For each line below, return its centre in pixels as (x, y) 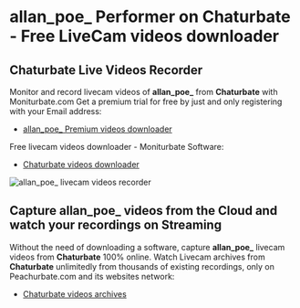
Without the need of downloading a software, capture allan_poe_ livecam (147, 247)
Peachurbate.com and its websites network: (92, 276)
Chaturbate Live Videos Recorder (106, 70)
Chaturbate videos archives (75, 293)
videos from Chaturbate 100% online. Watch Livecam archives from (138, 257)
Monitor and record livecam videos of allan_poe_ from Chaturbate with (144, 92)
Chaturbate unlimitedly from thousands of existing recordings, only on (142, 266)
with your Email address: (56, 111)
